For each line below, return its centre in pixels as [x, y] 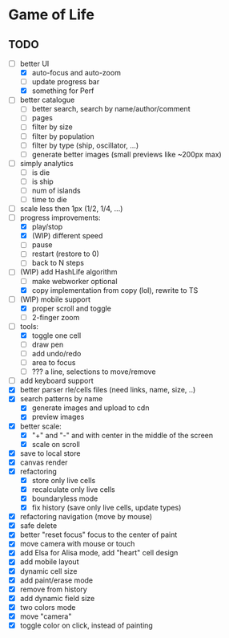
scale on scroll [56, 444]
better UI [34, 63]
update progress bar [66, 82]
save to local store [50, 453]
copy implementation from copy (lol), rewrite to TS [115, 290]
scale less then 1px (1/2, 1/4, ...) [71, 209]
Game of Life [51, 15]
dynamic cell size [48, 571]
